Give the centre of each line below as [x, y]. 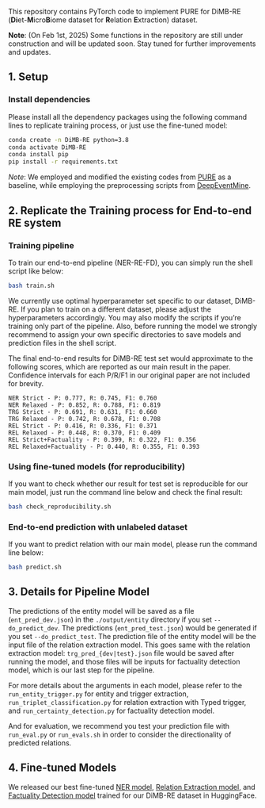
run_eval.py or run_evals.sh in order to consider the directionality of [120, 734]
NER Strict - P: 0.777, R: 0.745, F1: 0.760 [83, 398]
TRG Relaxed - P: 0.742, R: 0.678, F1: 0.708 [84, 419]
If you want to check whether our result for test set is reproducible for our [128, 484]
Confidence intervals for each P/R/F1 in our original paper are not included [129, 375]
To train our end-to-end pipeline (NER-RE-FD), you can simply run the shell [131, 262]
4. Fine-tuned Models [62, 768]
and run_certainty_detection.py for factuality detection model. [112, 710]
